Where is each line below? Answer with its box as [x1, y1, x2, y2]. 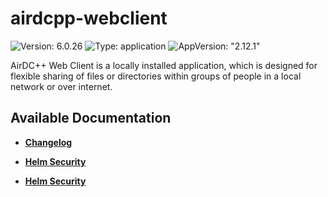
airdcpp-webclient [10, 7, 168, 30]
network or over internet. [10, 80, 113, 92]
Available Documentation [10, 110, 172, 127]
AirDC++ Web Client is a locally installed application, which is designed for [10, 59, 318, 71]
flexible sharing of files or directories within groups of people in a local [10, 70, 302, 82]
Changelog [24, 136, 73, 148]
